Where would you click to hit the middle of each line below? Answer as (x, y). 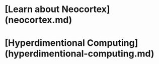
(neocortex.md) (38, 20)
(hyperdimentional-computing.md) (79, 54)
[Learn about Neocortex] (57, 9)
